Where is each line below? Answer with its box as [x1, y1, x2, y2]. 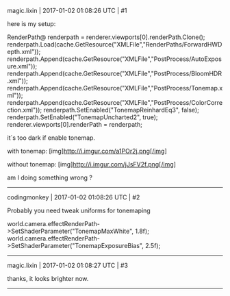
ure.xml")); [7, 62, 38, 70]
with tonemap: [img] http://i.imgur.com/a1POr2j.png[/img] [7, 147, 168, 155]
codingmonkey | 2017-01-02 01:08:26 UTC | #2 [7, 193, 140, 201]
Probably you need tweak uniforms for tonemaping [7, 206, 151, 214]
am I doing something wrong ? [7, 173, 93, 182]
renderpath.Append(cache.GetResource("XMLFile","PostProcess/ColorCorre [7, 99, 223, 106]
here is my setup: [7, 20, 56, 27]
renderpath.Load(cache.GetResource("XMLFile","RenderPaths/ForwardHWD [7, 40, 222, 48]
